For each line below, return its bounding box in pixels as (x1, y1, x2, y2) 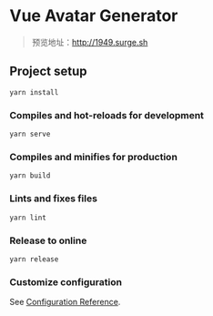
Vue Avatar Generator (9, 5, 178, 26)
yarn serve (9, 129, 51, 139)
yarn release (9, 254, 59, 264)
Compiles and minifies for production (9, 150, 177, 163)
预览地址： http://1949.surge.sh (31, 36, 148, 47)
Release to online (9, 234, 87, 247)
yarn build (9, 171, 51, 180)
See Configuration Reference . (9, 297, 121, 308)
